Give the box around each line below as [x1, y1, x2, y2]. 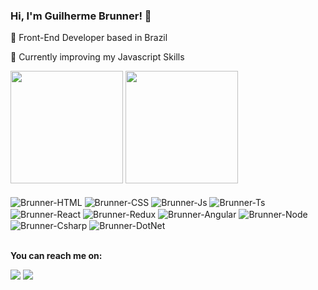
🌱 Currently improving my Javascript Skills [10, 51, 185, 63]
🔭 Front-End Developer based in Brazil [10, 32, 168, 44]
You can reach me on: [10, 250, 103, 262]
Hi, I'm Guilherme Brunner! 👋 [10, 9, 152, 23]
